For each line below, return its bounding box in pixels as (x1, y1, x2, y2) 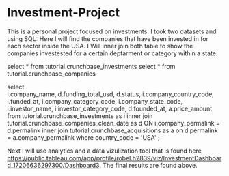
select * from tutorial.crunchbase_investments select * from (7, 62, 176, 70)
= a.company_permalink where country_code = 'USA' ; (7, 133, 160, 141)
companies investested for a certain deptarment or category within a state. (7, 49, 218, 57)
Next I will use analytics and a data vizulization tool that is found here (7, 147, 202, 155)
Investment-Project (7, 5, 120, 20)
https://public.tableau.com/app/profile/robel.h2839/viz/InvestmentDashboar (7, 153, 222, 162)
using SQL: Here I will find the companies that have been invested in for (7, 34, 208, 42)
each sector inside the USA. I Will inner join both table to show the (7, 42, 193, 50)
